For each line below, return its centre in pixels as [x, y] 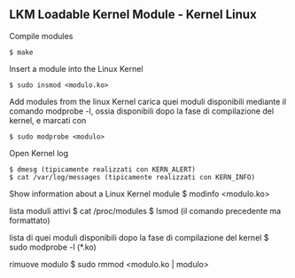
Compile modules [41, 36]
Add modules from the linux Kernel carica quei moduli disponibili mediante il [147, 101]
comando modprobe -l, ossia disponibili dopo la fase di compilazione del [142, 111]
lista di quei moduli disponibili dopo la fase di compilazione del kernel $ [139, 237]
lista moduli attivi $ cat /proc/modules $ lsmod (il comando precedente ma [145, 210]
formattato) [30, 220]
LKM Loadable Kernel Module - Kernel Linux [133, 15]
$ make [21, 52]
